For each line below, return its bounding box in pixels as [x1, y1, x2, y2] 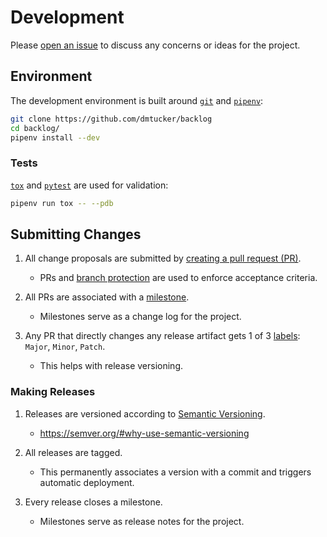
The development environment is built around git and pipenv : [10, 94, 264, 106]
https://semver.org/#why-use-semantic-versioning [39, 427, 250, 439]
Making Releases [10, 385, 96, 399]
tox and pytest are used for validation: [10, 179, 169, 191]
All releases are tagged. [24, 446, 123, 458]
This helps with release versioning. [39, 360, 183, 372]
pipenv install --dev [10, 132, 101, 143]
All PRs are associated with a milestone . [24, 291, 190, 303]
